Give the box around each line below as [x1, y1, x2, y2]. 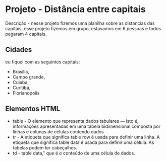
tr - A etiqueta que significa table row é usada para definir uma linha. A [12, 134, 160, 140]
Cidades [5, 45, 32, 54]
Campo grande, [12, 74, 45, 80]
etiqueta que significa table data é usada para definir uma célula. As [12, 139, 154, 145]
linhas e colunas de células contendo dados [12, 128, 104, 134]
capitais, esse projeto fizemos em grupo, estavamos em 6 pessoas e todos [5, 25, 161, 31]
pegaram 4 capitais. [5, 31, 47, 37]
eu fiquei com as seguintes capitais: [5, 59, 80, 65]
